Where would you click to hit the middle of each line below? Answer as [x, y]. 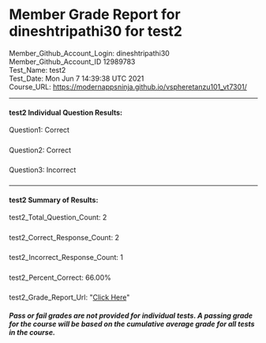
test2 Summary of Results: [54, 200]
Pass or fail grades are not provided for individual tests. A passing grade [131, 315]
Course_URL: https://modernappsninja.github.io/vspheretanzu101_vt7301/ [128, 87]
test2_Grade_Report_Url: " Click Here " [69, 297]
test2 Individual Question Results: [66, 112]
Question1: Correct [39, 130]
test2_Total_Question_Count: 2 [58, 217]
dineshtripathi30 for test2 [96, 31]
